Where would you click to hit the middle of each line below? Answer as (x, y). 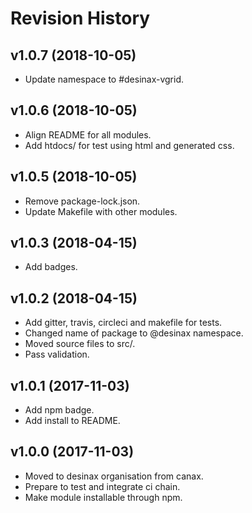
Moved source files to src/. (80, 344)
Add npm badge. (59, 410)
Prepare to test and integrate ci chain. (102, 486)
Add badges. (51, 267)
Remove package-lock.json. (82, 201)
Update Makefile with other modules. (101, 211)
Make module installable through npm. (103, 497)
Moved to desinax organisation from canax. (114, 476)
